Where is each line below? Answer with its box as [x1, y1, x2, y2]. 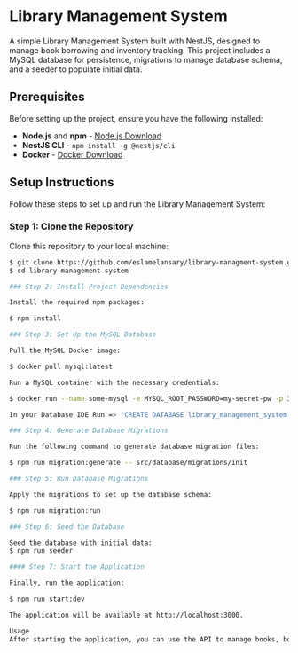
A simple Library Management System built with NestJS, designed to [9, 35, 261, 46]
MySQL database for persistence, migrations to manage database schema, [9, 54, 283, 65]
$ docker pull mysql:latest [9, 362, 114, 371]
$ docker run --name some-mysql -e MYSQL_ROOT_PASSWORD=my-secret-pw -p [9, 394, 284, 403]
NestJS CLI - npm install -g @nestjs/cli [21, 139, 176, 150]
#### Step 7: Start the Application [9, 563, 145, 571]
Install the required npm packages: [9, 298, 145, 307]
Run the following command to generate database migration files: [9, 442, 260, 452]
